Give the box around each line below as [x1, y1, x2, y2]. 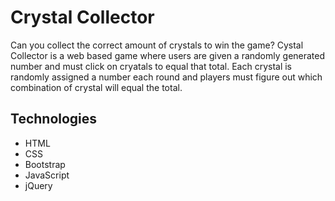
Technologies [10, 111, 98, 128]
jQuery [24, 179, 53, 191]
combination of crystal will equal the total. [10, 81, 183, 93]
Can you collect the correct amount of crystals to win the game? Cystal [10, 39, 304, 51]
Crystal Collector [10, 6, 155, 29]
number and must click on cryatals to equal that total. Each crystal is [10, 60, 293, 72]
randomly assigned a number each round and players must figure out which [10, 71, 323, 83]
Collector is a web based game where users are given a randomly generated [10, 49, 326, 61]
